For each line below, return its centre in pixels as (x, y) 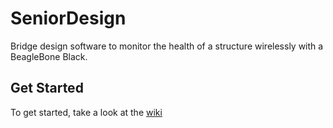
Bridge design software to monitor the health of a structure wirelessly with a (167, 46)
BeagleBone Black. (49, 56)
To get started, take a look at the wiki (86, 112)
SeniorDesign (68, 18)
